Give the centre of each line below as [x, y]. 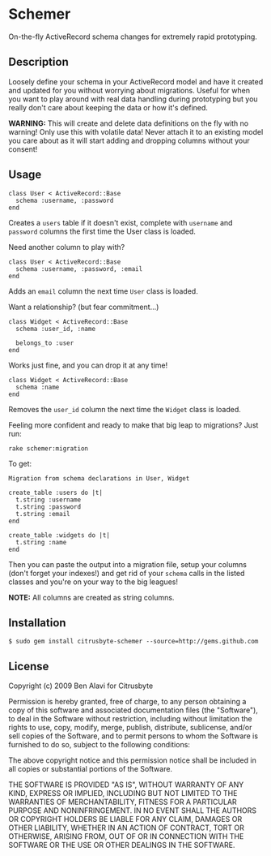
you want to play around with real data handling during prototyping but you [133, 99]
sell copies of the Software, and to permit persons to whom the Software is [133, 736]
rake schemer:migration [49, 448]
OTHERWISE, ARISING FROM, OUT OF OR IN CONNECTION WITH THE [126, 837]
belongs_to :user [45, 343]
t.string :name [41, 542]
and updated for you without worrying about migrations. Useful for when [129, 90]
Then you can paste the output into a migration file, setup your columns [127, 564]
